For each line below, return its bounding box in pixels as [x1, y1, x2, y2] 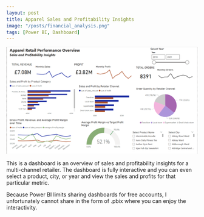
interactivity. [6, 204, 38, 212]
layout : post [6, 10, 39, 16]
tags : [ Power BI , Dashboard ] [6, 29, 80, 35]
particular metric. [6, 179, 50, 187]
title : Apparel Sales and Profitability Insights [6, 16, 135, 23]
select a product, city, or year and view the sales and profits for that [6, 173, 176, 180]
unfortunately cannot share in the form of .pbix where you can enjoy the [6, 197, 186, 205]
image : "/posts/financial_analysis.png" [6, 23, 110, 29]
